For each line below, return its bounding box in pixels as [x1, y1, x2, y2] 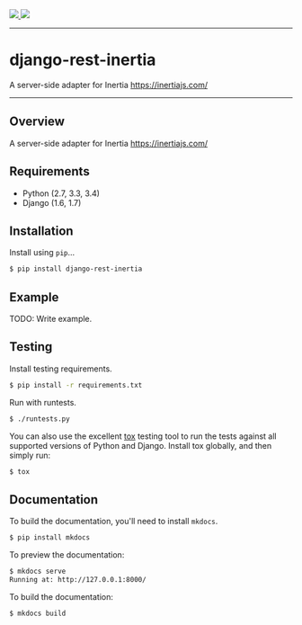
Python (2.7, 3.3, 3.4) [22, 188, 101, 199]
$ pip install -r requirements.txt [9, 380, 143, 389]
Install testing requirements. [9, 363, 112, 374]
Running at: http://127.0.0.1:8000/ [9, 576, 147, 585]
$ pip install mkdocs [9, 533, 91, 542]
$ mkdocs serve [9, 567, 67, 576]
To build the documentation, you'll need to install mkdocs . [9, 516, 218, 527]
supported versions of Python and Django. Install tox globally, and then [9, 440, 272, 451]
